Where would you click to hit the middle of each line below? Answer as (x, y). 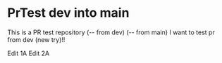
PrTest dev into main (68, 13)
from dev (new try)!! (36, 39)
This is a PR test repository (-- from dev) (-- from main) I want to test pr (111, 32)
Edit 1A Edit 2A (29, 53)
